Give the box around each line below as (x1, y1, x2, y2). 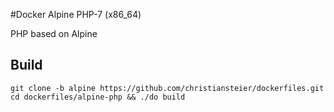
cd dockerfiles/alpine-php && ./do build (10, 92, 186, 102)
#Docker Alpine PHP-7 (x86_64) (10, 9, 142, 20)
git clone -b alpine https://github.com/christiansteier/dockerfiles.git (10, 83, 325, 93)
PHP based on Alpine (10, 28, 98, 39)
